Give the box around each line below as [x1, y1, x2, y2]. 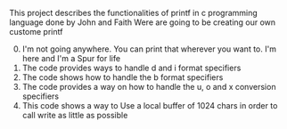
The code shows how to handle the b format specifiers [21, 72, 224, 83]
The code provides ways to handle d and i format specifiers [21, 62, 242, 73]
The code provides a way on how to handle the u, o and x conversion [21, 82, 276, 92]
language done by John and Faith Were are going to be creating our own [9, 17, 276, 28]
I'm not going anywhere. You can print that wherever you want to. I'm [21, 44, 276, 54]
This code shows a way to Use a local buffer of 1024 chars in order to [21, 101, 278, 110]
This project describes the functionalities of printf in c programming [9, 8, 258, 18]
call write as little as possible [21, 110, 128, 120]
